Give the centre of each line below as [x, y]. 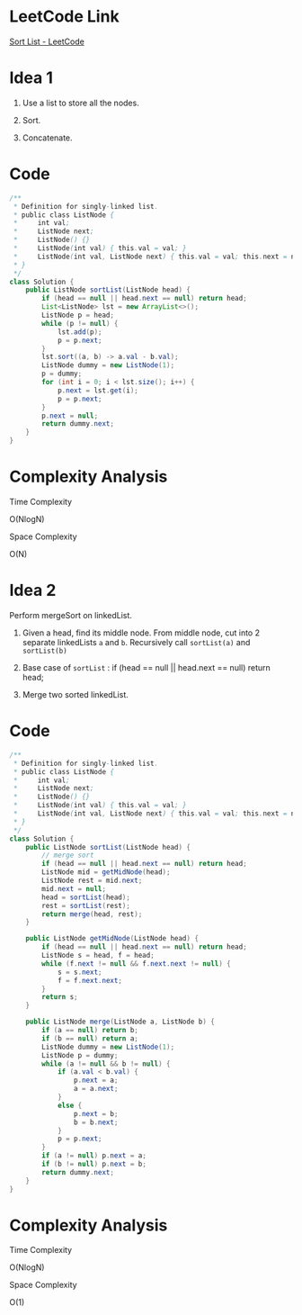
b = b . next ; [96, 1122]
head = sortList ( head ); [86, 897]
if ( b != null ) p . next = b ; [94, 1164]
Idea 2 [33, 590]
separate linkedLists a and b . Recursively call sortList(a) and [136, 642]
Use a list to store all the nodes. [80, 103]
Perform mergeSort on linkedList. [71, 615]
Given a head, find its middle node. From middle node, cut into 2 [141, 633]
